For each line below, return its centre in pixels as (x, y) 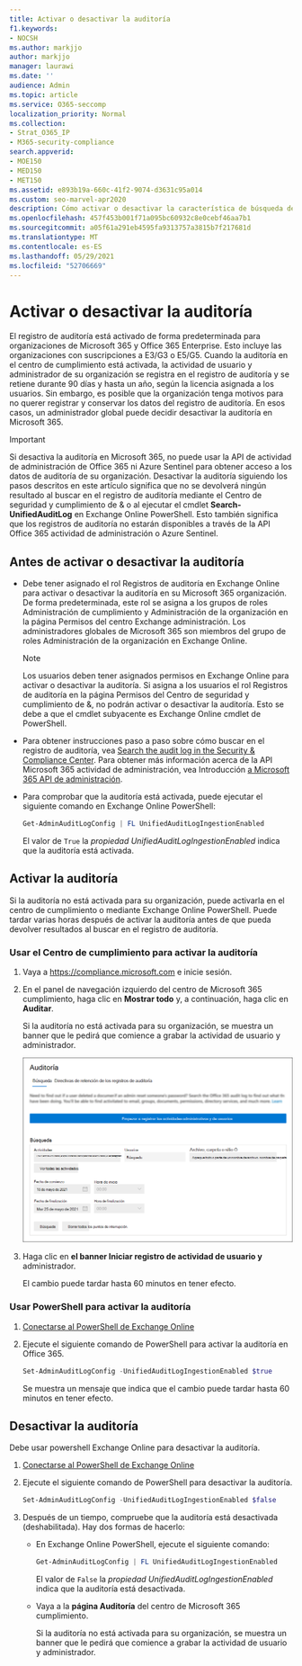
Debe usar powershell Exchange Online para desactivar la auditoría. (135, 1447)
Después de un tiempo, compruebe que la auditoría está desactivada (150, 1518)
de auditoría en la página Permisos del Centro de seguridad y (136, 695)
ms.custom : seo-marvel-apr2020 (68, 199)
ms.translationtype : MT (54, 237)
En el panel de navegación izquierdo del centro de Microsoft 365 (142, 990)
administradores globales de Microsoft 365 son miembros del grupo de (154, 631)
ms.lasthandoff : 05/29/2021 (62, 256)
